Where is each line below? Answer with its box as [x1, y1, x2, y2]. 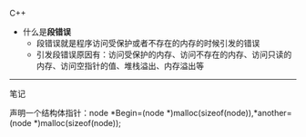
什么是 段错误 [22, 26, 71, 37]
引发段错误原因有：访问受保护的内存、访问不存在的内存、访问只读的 [36, 49, 292, 60]
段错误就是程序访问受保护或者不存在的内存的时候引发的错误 [36, 38, 260, 48]
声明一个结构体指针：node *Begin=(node [9, 108, 165, 118]
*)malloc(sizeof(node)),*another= [166, 108, 292, 118]
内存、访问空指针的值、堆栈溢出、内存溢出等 [36, 61, 205, 71]
